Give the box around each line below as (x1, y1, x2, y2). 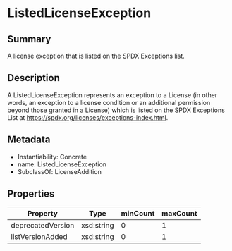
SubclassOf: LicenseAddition (17, 167, 102, 176)
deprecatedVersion (11, 221, 75, 231)
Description (7, 72, 60, 84)
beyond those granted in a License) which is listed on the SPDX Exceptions (7, 106, 226, 114)
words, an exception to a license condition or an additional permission (7, 98, 211, 106)
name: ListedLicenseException (17, 160, 107, 169)
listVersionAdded (11, 232, 68, 242)
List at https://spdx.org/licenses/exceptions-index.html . (7, 113, 169, 121)
